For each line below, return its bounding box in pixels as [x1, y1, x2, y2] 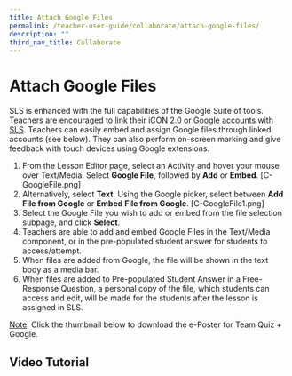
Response [21, 284, 59, 294]
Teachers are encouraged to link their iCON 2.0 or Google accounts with [9, 115, 273, 125]
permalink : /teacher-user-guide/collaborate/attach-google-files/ [9, 21, 260, 30]
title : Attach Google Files [9, 12, 114, 22]
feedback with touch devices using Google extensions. [9, 143, 210, 154]
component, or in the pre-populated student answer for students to [21, 236, 268, 247]
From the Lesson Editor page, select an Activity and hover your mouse [21, 161, 280, 172]
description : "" [9, 29, 69, 38]
